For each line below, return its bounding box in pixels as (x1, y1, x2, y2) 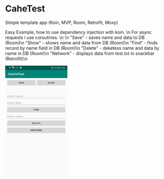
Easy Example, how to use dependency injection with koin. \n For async (5, 29, 152, 35)
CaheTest (5, 3, 46, 14)
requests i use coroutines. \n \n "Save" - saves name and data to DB (5, 34, 145, 40)
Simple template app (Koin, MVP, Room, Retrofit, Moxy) (5, 19, 118, 25)
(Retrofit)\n (5, 55, 28, 61)
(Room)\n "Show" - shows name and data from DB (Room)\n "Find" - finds (5, 39, 158, 45)
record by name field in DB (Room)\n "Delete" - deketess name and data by (5, 45, 160, 51)
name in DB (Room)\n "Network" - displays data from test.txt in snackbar (5, 50, 155, 56)
